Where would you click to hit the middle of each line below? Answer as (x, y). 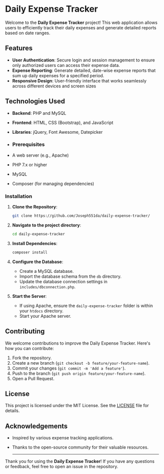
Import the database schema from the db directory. (71, 276)
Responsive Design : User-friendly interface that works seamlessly (79, 81)
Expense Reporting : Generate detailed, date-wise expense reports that (84, 70)
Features (19, 48)
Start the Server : (29, 296)
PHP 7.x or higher (30, 165)
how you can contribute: (30, 348)
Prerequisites (28, 144)
